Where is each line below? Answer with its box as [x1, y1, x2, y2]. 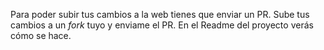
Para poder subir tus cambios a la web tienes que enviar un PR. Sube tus [10, 9, 310, 20]
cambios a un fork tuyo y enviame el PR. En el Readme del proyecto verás [10, 19, 314, 31]
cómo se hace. [10, 30, 72, 41]
